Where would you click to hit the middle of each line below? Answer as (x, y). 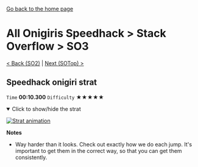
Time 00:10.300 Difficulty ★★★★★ (55, 97)
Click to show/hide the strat (46, 108)
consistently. (31, 157)
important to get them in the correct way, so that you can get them (98, 151)
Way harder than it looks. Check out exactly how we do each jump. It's (104, 144)
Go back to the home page (40, 9)
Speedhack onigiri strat (52, 83)
